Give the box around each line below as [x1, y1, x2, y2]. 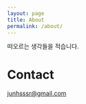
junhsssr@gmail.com [7, 90, 67, 98]
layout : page [7, 10, 45, 17]
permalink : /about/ [7, 23, 63, 29]
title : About [7, 16, 45, 23]
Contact [7, 66, 54, 82]
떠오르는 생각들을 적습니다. [7, 42, 79, 51]
